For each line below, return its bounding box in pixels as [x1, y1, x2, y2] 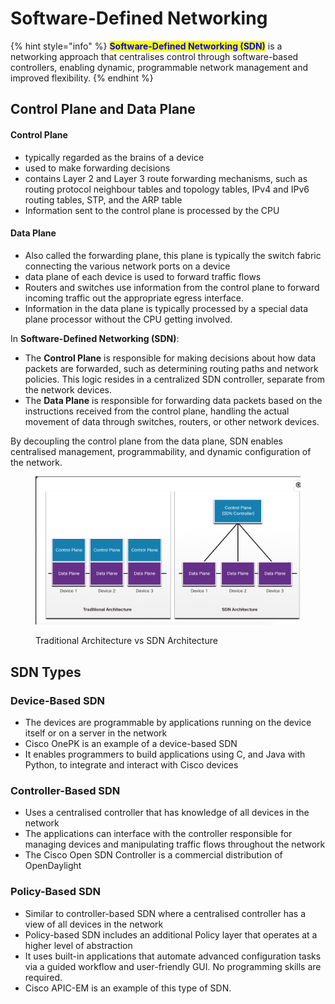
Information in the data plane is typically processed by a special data [24, 302, 309, 314]
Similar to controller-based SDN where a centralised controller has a [24, 907, 307, 919]
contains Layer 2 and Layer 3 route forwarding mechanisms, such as [24, 172, 308, 184]
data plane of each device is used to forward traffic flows [24, 270, 262, 282]
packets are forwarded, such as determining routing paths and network [24, 362, 319, 374]
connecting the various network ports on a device [24, 260, 231, 272]
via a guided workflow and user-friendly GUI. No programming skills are [24, 960, 322, 972]
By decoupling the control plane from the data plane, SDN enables [10, 435, 283, 447]
